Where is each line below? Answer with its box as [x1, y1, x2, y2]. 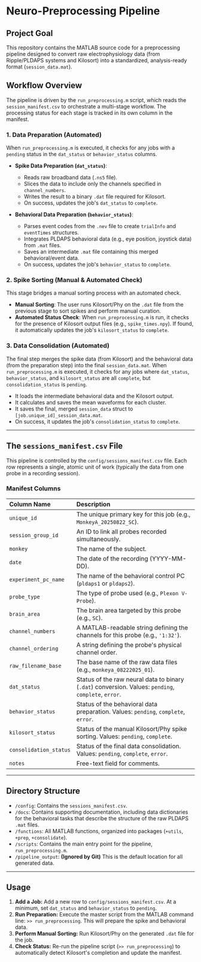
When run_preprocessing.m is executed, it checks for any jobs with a [6, 144, 175, 151]
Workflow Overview [6, 80, 83, 91]
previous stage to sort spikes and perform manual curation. [14, 307, 162, 314]
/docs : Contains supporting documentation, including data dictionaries [14, 808, 188, 816]
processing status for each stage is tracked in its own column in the [6, 109, 173, 116]
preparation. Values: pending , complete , [76, 707, 185, 715]
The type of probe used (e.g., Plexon [76, 589, 179, 597]
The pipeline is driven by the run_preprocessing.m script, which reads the [6, 96, 187, 103]
